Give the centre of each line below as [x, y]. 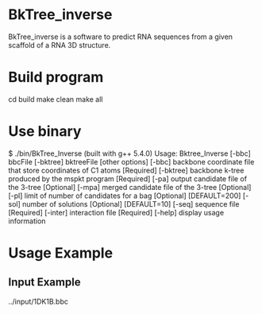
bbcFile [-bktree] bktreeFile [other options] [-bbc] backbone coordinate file [131, 161]
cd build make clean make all [56, 99]
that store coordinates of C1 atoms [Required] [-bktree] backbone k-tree [126, 170]
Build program [56, 78]
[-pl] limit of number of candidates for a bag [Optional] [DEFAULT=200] [125, 196]
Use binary [45, 132]
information [27, 221]
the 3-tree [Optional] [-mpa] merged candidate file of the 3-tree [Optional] [130, 187]
